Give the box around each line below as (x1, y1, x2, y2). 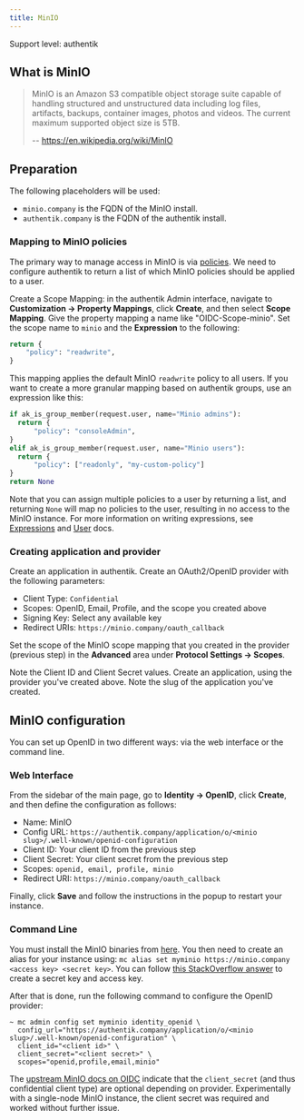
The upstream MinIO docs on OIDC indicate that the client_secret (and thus (9, 1073, 296, 1084)
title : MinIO (9, 13, 59, 23)
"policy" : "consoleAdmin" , (33, 426, 136, 436)
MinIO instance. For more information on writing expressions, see (9, 513, 254, 524)
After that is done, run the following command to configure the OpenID (9, 990, 274, 1001)
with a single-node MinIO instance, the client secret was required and (9, 1092, 270, 1104)
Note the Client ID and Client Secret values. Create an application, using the (9, 667, 292, 678)
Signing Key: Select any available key (22, 612, 162, 623)
